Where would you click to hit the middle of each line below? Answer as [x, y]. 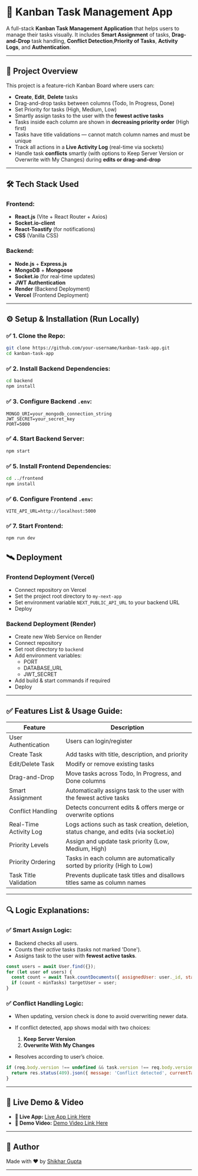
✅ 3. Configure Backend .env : [49, 401]
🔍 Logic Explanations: [48, 910]
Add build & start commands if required [62, 681]
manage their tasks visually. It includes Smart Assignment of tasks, [88, 34]
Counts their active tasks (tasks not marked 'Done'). [78, 949]
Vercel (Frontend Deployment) [52, 295]
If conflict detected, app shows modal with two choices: [82, 1027]
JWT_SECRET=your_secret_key [41, 419]
